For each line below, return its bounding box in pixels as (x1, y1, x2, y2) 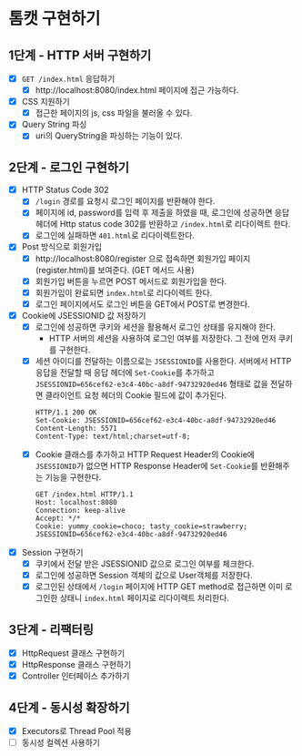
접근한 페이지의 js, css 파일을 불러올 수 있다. (35, 107, 193, 118)
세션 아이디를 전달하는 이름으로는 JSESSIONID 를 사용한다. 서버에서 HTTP (35, 355, 292, 366)
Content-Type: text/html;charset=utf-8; (35, 432, 191, 441)
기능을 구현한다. (45, 472, 102, 483)
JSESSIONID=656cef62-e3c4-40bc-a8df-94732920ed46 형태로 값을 (35, 378, 269, 389)
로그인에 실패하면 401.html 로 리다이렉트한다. (35, 230, 195, 241)
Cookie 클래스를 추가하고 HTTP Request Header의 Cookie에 (35, 448, 256, 460)
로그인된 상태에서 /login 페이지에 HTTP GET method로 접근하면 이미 (35, 581, 284, 592)
